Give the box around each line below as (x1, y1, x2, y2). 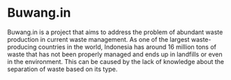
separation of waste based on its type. (7, 65, 118, 73)
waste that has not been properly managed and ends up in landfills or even (7, 50, 223, 58)
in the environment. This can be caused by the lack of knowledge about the (7, 57, 225, 65)
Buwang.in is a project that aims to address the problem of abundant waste (7, 28, 223, 36)
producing (7, 42, 37, 51)
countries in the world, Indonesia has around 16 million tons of (38, 42, 217, 51)
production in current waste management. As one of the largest (7, 35, 190, 43)
